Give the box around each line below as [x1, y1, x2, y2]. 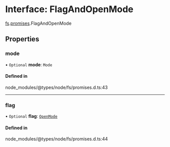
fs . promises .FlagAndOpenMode [5, 20, 72, 26]
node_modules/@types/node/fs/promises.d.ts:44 [5, 136, 108, 142]
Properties [5, 35, 39, 43]
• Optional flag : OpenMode [5, 113, 58, 119]
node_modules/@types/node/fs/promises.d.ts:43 [5, 84, 108, 90]
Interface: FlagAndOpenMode [5, 4, 134, 15]
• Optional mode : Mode [5, 62, 53, 68]
